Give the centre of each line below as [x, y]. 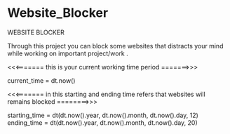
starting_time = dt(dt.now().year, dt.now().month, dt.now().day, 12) [103, 115]
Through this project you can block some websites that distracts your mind [115, 46]
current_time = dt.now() [41, 80]
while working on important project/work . [68, 53]
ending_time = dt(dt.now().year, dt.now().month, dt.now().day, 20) [102, 122]
